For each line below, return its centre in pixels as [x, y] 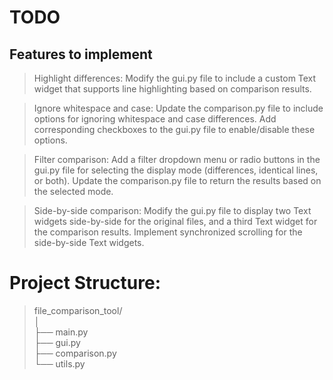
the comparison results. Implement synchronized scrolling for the [168, 232]
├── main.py [61, 332]
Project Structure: [85, 283]
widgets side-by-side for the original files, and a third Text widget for [175, 221]
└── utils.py [59, 363]
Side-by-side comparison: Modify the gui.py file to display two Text [172, 210]
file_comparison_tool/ [78, 310]
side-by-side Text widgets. [89, 242]
